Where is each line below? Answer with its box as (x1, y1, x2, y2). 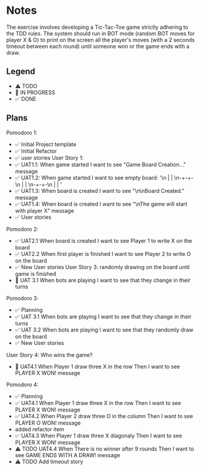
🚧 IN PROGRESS (14, 88, 55, 96)
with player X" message (14, 207, 74, 214)
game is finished (14, 270, 56, 277)
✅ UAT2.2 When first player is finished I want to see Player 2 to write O (14, 250, 191, 257)
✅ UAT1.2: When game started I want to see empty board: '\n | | (14, 174, 173, 181)
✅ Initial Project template (14, 141, 76, 148)
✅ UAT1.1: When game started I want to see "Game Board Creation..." (14, 160, 187, 168)
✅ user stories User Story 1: (14, 154, 84, 161)
